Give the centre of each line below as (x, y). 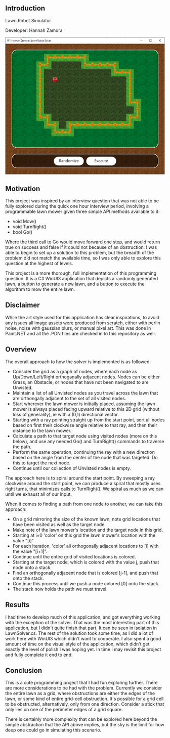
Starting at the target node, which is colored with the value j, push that (86, 562)
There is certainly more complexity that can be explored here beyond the (81, 719)
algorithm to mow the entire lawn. (40, 289)
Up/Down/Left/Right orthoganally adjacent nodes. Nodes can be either (86, 377)
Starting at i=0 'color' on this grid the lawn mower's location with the (84, 535)
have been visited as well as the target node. (59, 524)
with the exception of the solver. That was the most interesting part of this (82, 622)
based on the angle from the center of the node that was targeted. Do (85, 457)
